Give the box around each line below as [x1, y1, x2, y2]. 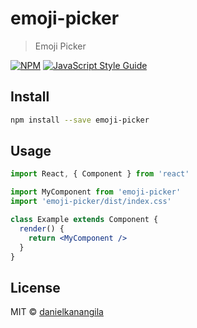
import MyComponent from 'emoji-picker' [10, 187, 182, 197]
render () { [19, 223, 65, 234]
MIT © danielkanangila [10, 306, 104, 318]
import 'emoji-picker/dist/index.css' [10, 197, 172, 207]
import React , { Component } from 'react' [10, 169, 190, 179]
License [10, 279, 61, 296]
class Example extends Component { [10, 215, 159, 225]
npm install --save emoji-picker [10, 115, 150, 125]
